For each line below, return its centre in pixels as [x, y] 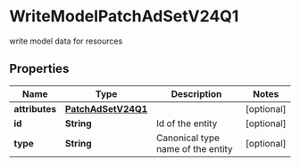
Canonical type [188, 138]
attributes [35, 108]
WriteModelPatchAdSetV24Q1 [124, 16]
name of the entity [195, 148]
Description [196, 93]
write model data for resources [66, 41]
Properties [39, 69]
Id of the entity [187, 123]
